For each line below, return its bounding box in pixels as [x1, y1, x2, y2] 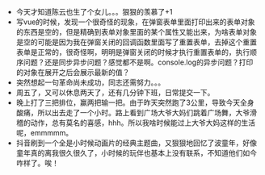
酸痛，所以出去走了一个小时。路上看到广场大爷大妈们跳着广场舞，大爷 [15, 108, 250, 117]
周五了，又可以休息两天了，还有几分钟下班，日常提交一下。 [15, 88, 215, 97]
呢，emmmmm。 [15, 128, 74, 137]
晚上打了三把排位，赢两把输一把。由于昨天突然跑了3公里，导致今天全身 [15, 98, 254, 107]
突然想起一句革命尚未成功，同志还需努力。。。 [15, 77, 166, 87]
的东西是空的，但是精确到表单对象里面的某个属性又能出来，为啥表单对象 [15, 27, 257, 36]
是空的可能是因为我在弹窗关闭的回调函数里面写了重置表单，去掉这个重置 [15, 37, 257, 47]
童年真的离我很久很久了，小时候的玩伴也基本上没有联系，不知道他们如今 [15, 148, 257, 157]
